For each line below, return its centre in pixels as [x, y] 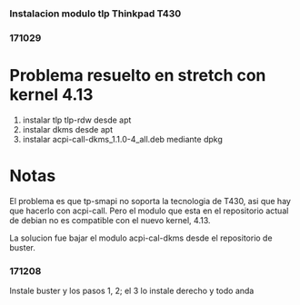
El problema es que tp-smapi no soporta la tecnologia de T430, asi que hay [150, 201]
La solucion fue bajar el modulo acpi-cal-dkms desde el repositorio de [141, 238]
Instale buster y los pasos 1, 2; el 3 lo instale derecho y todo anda [132, 291]
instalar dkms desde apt [68, 129]
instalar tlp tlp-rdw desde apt [77, 120]
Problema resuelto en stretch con [138, 76]
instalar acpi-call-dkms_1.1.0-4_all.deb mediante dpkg [122, 139]
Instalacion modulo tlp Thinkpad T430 [95, 14]
